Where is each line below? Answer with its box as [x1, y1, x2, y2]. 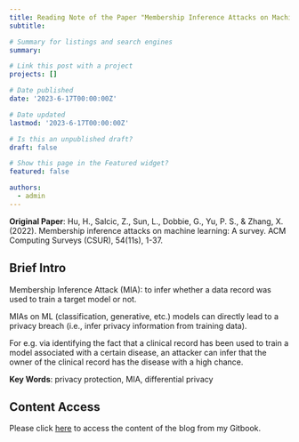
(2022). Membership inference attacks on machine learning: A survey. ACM [9, 225, 287, 236]
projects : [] [9, 70, 58, 79]
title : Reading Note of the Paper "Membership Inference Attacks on [9, 12, 269, 22]
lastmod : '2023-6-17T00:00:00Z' [9, 118, 129, 127]
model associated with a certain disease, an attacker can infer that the [9, 347, 267, 358]
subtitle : [9, 21, 46, 30]
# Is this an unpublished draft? [9, 134, 133, 143]
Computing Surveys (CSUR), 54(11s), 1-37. [9, 235, 163, 245]
